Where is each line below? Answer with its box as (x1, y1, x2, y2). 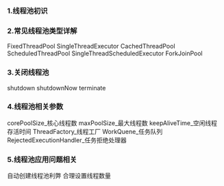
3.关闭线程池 (7, 68, 49, 77)
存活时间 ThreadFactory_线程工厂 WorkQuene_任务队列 (7, 127, 163, 135)
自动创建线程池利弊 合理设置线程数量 (7, 172, 111, 180)
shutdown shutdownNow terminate (7, 83, 106, 92)
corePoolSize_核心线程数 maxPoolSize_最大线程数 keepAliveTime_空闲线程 (7, 118, 218, 127)
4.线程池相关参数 (7, 102, 64, 111)
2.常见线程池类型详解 (7, 26, 77, 36)
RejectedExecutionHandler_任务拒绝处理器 (7, 135, 127, 144)
